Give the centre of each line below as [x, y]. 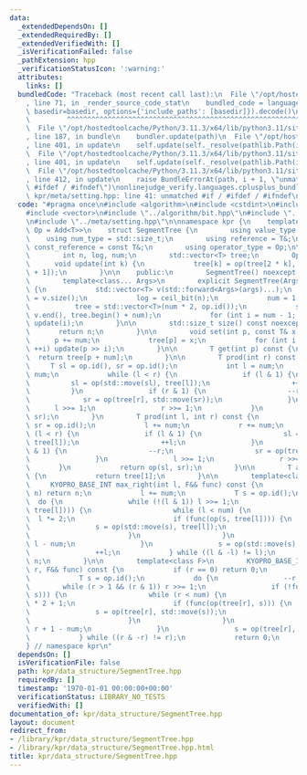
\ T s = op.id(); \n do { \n [122, 578]
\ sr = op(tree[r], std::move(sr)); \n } [159, 400]
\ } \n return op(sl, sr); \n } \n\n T [159, 468]
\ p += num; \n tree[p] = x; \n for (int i [161, 340]
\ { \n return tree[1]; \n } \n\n [122, 477]
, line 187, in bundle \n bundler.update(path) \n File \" [144, 137]
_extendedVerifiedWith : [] [69, 43]
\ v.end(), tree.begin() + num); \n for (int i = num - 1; [161, 315]
